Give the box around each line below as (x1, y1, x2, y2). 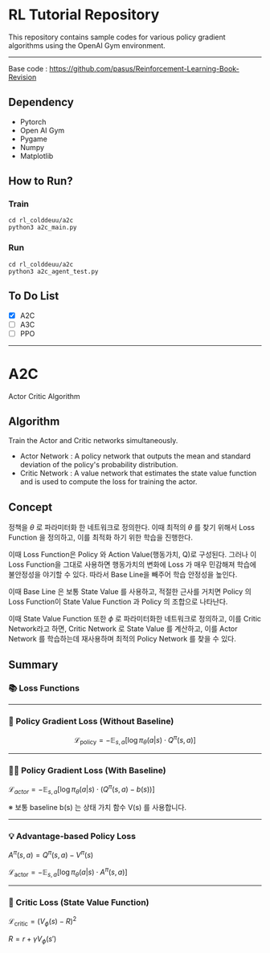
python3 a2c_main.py (8, 223, 78, 232)
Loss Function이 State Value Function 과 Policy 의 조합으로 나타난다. (8, 597, 228, 607)
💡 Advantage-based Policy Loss (8, 831, 137, 842)
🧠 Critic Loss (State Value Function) (8, 897, 150, 908)
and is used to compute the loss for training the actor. (19, 477, 198, 487)
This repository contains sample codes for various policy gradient (8, 32, 227, 42)
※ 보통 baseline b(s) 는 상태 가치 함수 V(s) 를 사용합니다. (8, 803, 187, 812)
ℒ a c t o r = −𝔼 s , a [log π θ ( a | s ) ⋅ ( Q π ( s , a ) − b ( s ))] (8, 783, 155, 796)
